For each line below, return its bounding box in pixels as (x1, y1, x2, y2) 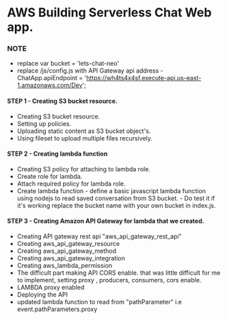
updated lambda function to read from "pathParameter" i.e (16, 298, 183, 306)
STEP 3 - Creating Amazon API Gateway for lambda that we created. (7, 217, 204, 225)
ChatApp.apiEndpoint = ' (16, 74, 87, 82)
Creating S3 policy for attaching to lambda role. (16, 164, 150, 173)
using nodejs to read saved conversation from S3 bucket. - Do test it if (16, 194, 215, 202)
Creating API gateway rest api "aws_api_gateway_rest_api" (16, 232, 183, 241)
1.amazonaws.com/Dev (16, 81, 83, 90)
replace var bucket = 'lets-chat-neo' (16, 60, 120, 68)
